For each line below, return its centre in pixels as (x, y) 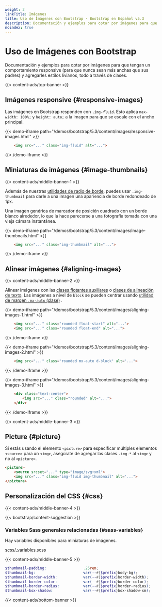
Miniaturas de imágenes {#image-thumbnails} (76, 170)
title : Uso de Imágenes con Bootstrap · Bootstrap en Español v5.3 (75, 18)
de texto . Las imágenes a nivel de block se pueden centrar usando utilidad (79, 295)
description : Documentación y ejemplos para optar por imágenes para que (81, 23)
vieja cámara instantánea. (31, 221)
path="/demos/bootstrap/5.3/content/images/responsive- (98, 131)
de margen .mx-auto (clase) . (34, 300)
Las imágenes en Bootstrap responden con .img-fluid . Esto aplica (72, 112)
